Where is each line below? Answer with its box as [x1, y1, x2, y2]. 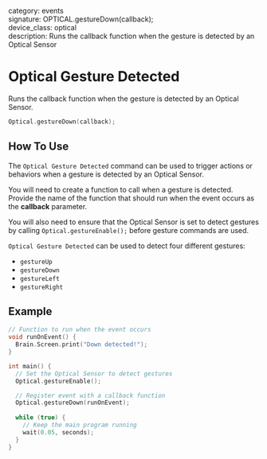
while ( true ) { [15, 414, 66, 422]
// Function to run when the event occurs [8, 325, 151, 334]
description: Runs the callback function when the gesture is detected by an [8, 31, 255, 41]
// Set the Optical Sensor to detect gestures [15, 369, 173, 378]
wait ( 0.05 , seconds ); [22, 428, 94, 436]
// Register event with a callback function [15, 391, 166, 399]
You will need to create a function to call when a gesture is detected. [8, 185, 234, 194]
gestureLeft [19, 274, 60, 282]
